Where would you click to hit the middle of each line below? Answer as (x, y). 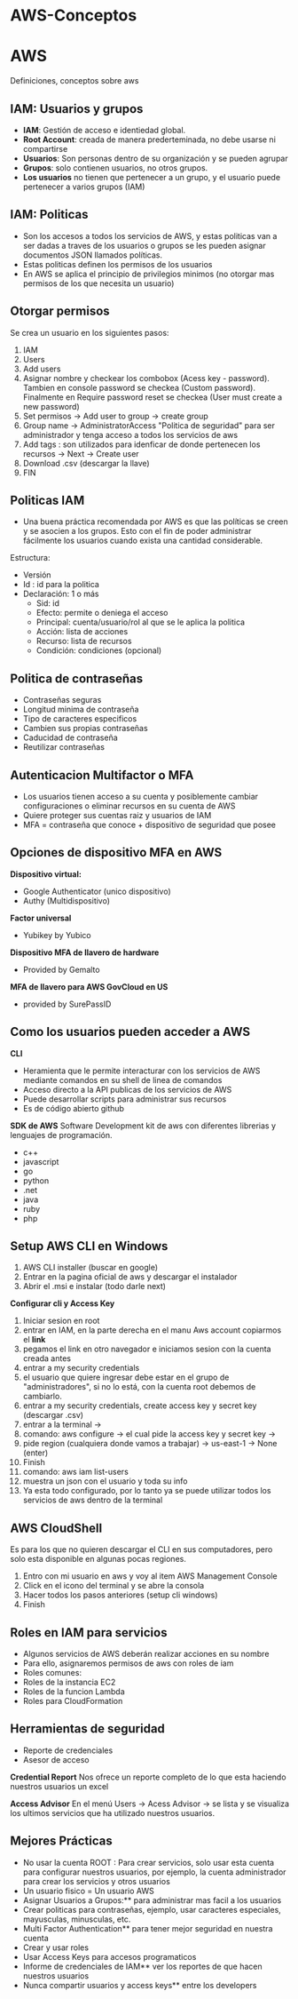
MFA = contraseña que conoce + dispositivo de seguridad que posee (149, 824)
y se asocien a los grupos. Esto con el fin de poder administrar (137, 531)
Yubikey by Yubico (57, 935)
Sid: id (48, 603)
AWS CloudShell (56, 1528)
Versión (37, 575)
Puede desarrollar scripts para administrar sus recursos (125, 1099)
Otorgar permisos (60, 311)
